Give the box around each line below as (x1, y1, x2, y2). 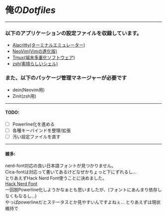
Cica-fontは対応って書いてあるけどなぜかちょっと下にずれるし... (5, 169, 137, 175)
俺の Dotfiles (5, 4, 56, 16)
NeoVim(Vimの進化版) (12, 48, 58, 54)
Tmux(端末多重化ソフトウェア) (12, 54, 76, 60)
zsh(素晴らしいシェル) (12, 61, 58, 67)
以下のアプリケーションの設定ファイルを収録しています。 (5, 29, 142, 36)
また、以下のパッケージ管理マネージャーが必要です (5, 74, 127, 81)
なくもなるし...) (5, 193, 37, 199)
